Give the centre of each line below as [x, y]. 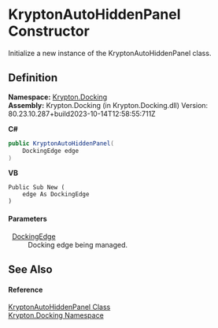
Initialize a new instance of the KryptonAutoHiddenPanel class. [110, 53]
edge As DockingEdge [56, 195]
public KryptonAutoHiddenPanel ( [61, 143]
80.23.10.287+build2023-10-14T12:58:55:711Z [82, 114]
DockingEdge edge [51, 151]
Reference [26, 289]
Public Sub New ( [37, 188]
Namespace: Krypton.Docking [58, 97]
